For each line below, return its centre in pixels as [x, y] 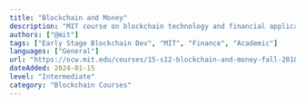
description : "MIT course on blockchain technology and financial [138, 26]
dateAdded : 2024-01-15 [52, 69]
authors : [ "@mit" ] [44, 34]
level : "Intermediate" [52, 77]
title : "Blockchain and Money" [69, 18]
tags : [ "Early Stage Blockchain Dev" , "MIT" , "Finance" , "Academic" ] [144, 43]
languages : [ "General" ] [54, 52]
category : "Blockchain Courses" [70, 85]
